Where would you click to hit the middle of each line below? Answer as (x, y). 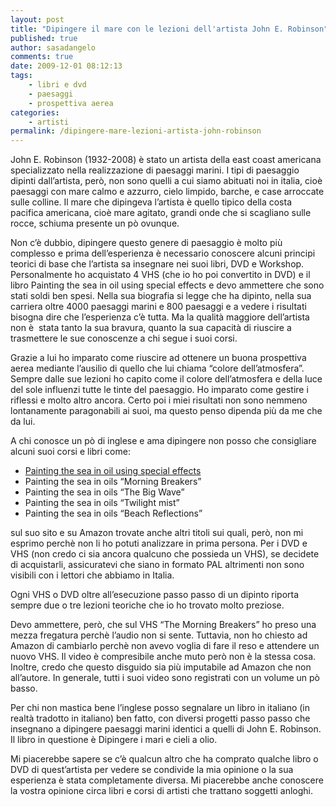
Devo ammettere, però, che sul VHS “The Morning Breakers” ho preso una (163, 625)
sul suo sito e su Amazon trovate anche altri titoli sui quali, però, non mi (157, 533)
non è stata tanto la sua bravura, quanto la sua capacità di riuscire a (151, 328)
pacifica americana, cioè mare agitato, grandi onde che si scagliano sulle (161, 213)
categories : (35, 112)
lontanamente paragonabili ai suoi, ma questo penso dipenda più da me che (166, 411)
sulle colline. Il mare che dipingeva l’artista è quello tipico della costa (151, 202)
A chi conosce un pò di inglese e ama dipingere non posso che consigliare (163, 441)
